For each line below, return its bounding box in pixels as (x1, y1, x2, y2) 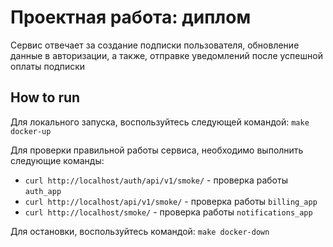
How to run (10, 89, 81, 106)
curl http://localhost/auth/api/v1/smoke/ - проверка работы (24, 174, 288, 186)
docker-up (10, 126, 52, 136)
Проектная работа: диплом (10, 6, 252, 29)
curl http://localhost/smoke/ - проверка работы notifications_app (24, 206, 313, 218)
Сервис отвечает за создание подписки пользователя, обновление (10, 39, 300, 51)
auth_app (24, 186, 62, 196)
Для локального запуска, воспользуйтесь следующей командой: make (10, 116, 310, 128)
